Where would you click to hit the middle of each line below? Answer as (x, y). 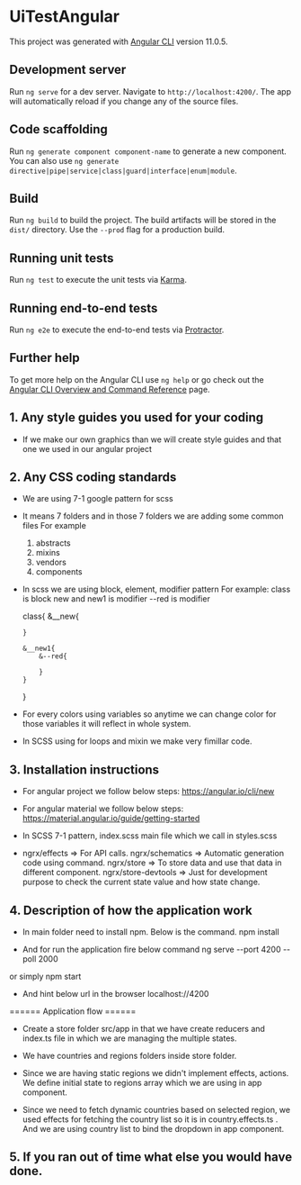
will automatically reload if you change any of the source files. (124, 101)
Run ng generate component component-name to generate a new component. (148, 151)
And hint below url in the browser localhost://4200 (115, 994)
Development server (68, 70)
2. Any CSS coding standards (93, 478)
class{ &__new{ (50, 616)
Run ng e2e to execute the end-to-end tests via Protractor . (117, 330)
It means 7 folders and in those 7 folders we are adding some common (153, 516)
